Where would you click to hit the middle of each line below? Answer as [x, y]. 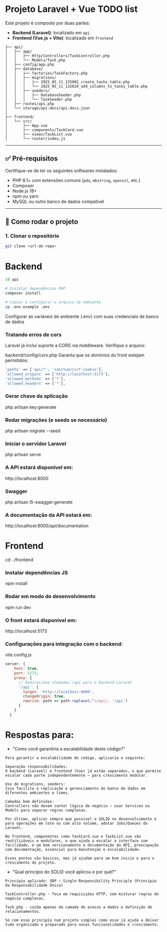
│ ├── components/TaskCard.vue [44, 130]
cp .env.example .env [28, 307]
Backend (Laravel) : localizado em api [51, 32]
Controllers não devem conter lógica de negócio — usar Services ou [78, 806]
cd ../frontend [19, 560]
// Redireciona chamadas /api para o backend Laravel [75, 682]
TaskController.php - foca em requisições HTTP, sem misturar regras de [82, 894]
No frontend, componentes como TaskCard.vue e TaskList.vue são [73, 836]
